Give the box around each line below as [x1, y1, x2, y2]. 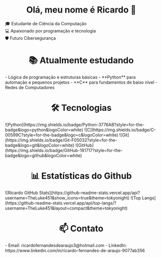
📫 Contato [59, 223, 103, 234]
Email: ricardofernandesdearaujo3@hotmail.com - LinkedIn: [8, 242, 127, 248]
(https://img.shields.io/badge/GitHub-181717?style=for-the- [5, 147, 123, 153]
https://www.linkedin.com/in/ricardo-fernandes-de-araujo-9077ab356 [5, 247, 145, 253]
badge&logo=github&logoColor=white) [5, 152, 82, 158]
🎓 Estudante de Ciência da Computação [5, 20, 87, 26]
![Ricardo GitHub [5, 190, 39, 196]
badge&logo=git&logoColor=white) [5, 142, 74, 148]
